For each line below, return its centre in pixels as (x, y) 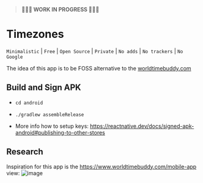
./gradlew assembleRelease (50, 114)
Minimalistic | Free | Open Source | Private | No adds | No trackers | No (95, 51)
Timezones (35, 34)
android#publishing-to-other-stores (60, 132)
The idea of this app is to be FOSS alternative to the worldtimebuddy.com (99, 68)
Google (15, 57)
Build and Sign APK (44, 88)
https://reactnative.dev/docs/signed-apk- (142, 126)
